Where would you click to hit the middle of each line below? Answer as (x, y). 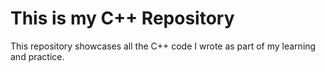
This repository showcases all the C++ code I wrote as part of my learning (163, 46)
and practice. (37, 56)
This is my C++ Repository (122, 18)
